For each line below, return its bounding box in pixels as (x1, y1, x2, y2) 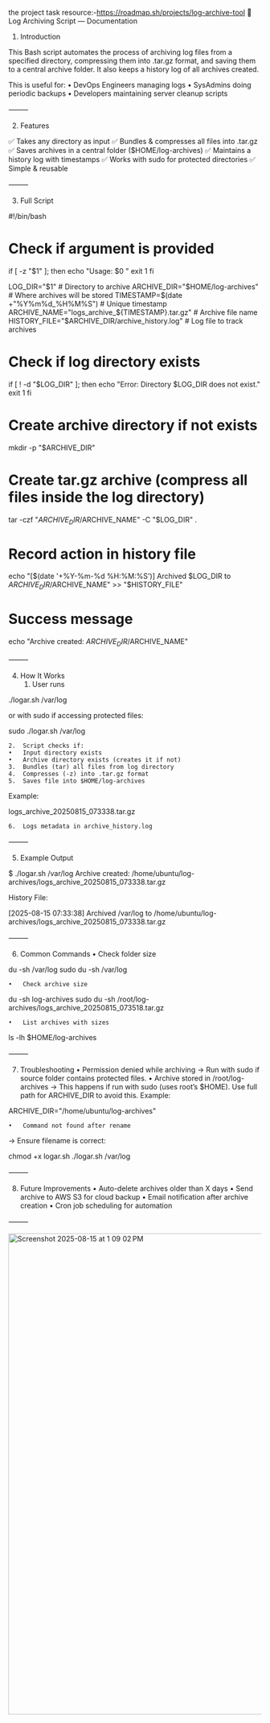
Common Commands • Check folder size (19, 949, 157, 959)
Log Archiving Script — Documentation (8, 16, 138, 26)
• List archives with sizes (8, 1019, 110, 1027)
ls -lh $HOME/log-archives (8, 1033, 97, 1043)
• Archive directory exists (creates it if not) (8, 756, 182, 764)
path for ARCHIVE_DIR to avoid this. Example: (19, 1091, 171, 1101)
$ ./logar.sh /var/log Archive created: (8, 869, 130, 878)
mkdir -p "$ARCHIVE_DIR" (8, 443, 96, 452)
